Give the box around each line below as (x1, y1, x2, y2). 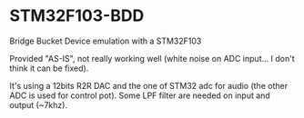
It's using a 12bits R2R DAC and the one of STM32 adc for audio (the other (9, 80, 289, 91)
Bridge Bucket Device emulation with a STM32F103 (9, 35, 202, 46)
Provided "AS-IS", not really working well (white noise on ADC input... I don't (9, 53, 295, 64)
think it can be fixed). (9, 63, 89, 74)
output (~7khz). (9, 99, 68, 110)
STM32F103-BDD (9, 5, 145, 26)
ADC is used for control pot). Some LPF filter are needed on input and (9, 90, 270, 101)
